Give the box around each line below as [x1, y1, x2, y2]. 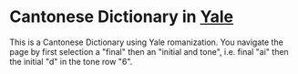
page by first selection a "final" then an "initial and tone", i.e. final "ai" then [9, 46, 289, 57]
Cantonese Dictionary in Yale [9, 6, 234, 27]
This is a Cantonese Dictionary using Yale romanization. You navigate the [9, 37, 284, 48]
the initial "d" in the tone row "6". [9, 56, 133, 67]
